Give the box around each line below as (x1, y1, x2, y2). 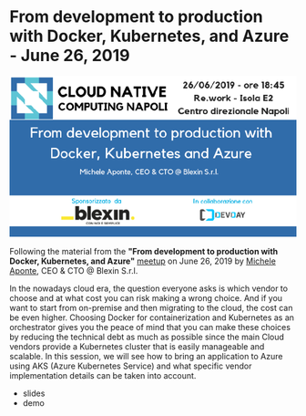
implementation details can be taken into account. (9, 370, 197, 381)
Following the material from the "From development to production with (9, 246, 279, 257)
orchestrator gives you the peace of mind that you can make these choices (9, 322, 291, 333)
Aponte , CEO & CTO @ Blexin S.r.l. (9, 265, 138, 276)
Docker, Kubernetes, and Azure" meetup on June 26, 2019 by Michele (9, 255, 276, 266)
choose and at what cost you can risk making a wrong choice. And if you (9, 293, 283, 304)
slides (22, 388, 46, 399)
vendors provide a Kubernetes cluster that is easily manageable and (9, 341, 265, 352)
